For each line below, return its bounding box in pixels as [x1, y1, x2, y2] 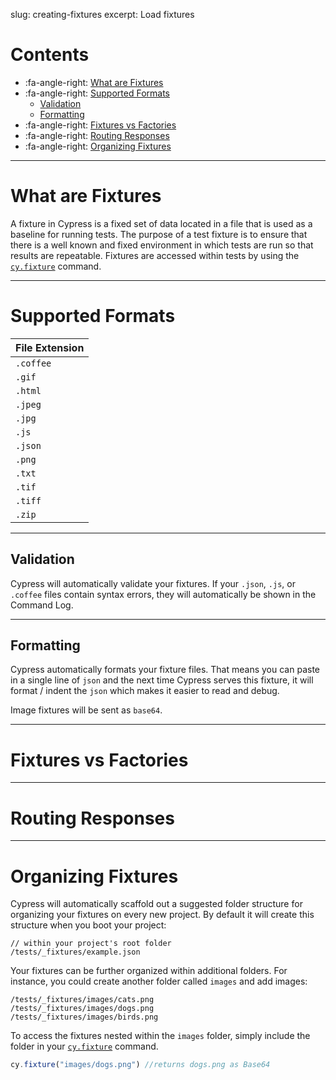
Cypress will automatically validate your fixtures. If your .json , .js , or [10, 577, 296, 589]
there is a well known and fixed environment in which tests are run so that [10, 239, 314, 251]
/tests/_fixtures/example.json [10, 947, 141, 958]
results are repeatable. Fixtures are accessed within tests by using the [10, 249, 300, 261]
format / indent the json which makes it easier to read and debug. [10, 685, 280, 697]
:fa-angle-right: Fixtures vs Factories [24, 119, 177, 131]
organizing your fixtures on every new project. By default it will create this [10, 909, 315, 921]
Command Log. [10, 599, 74, 611]
